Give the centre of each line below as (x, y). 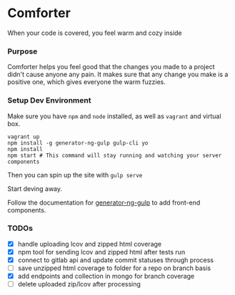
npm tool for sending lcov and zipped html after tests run (101, 252)
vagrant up (24, 137)
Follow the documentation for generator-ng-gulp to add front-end (104, 202)
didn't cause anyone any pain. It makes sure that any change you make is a (118, 74)
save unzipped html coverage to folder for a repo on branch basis (114, 268)
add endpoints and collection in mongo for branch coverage (106, 276)
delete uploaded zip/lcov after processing (79, 284)
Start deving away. (35, 188)
